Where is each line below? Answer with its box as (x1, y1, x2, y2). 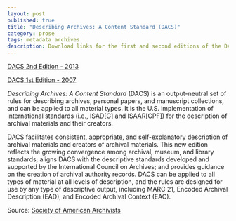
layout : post (7, 10, 46, 18)
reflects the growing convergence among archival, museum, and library (7, 148, 214, 156)
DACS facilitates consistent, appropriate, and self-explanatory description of (7, 133, 228, 141)
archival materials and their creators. (7, 119, 114, 127)
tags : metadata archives (7, 36, 80, 43)
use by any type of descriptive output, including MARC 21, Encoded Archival (7, 185, 228, 193)
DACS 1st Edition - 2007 (7, 76, 77, 84)
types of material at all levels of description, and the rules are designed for (7, 178, 223, 186)
